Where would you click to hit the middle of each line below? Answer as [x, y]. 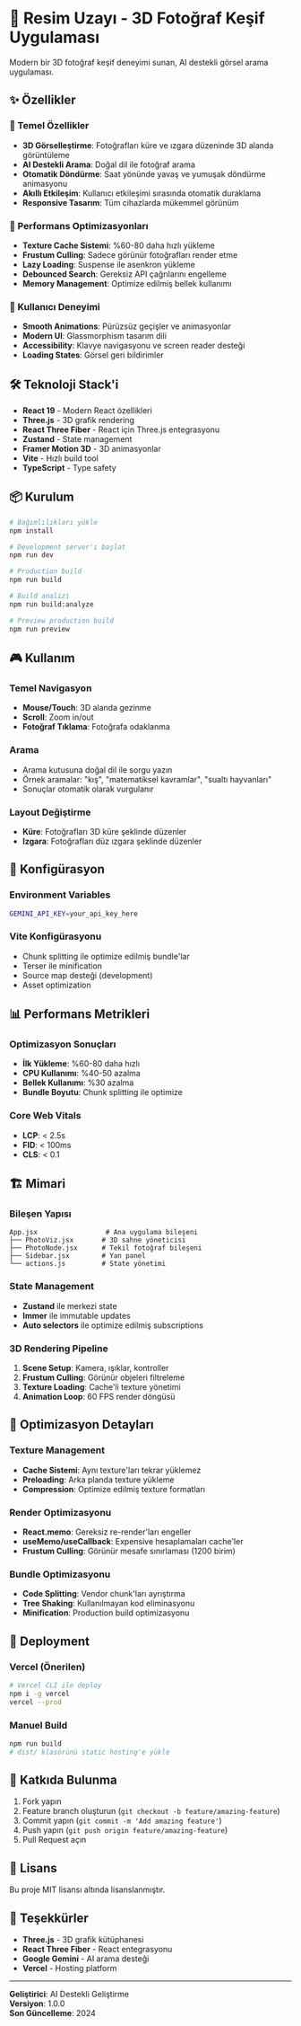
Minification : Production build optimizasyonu [106, 1613]
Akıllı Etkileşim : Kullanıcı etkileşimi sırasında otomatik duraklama [142, 193]
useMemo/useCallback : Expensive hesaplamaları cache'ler [133, 1541]
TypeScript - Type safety [69, 468]
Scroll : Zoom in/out [58, 717]
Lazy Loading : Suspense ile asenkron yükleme [108, 264]
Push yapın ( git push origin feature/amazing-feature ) [125, 1830]
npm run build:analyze [52, 604]
